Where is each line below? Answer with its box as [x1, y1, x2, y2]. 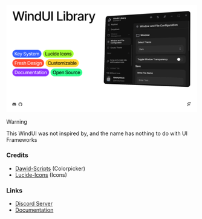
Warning [6, 118, 27, 125]
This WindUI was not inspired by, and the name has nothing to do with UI [6, 130, 188, 137]
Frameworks [6, 136, 37, 143]
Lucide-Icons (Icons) [15, 171, 68, 179]
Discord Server [15, 200, 53, 208]
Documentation [15, 206, 54, 214]
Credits [6, 151, 28, 159]
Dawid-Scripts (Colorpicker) [15, 165, 86, 172]
